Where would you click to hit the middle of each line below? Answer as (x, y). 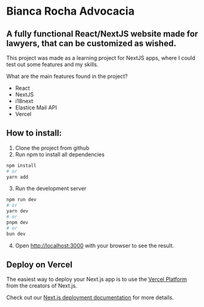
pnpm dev (17, 222)
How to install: (34, 133)
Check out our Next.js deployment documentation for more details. (90, 298)
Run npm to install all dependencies (60, 154)
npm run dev (21, 200)
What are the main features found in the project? (67, 76)
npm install (21, 165)
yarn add (17, 177)
